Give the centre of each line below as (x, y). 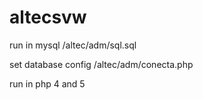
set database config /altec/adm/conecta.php (101, 64)
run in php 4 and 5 (47, 83)
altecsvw (48, 17)
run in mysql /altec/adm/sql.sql (73, 45)
